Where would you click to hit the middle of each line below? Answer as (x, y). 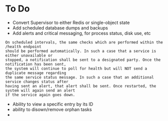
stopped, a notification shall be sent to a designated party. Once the (83, 60)
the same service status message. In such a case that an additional (80, 77)
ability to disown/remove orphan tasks (52, 109)
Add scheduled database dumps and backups (60, 27)
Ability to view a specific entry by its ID (53, 104)
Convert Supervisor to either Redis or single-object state (71, 22)
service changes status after (37, 81)
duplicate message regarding (36, 73)
